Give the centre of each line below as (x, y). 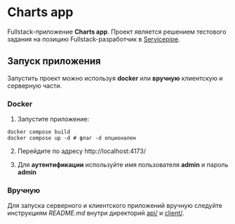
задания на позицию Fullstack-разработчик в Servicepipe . (94, 39)
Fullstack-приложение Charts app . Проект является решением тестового (117, 32)
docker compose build (39, 132)
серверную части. (35, 86)
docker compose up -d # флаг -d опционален (72, 138)
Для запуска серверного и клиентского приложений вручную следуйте (115, 206)
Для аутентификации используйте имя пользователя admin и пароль (123, 165)
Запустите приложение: (53, 119)
